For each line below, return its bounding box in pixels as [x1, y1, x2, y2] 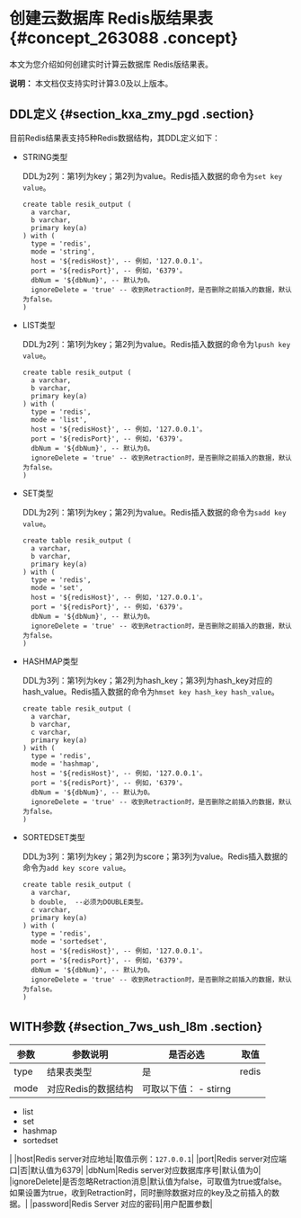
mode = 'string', [31, 246, 96, 256]
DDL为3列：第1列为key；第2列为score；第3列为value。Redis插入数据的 [22, 851, 288, 862]
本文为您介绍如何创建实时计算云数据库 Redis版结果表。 [9, 58, 214, 69]
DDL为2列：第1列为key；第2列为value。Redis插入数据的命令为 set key [22, 170, 283, 181]
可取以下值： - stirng [142, 1082, 232, 1095]
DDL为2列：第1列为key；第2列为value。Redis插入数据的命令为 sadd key [22, 506, 287, 517]
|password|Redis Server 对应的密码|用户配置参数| [30, 1198, 213, 1209]
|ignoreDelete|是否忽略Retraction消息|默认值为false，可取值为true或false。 [9, 1176, 288, 1187]
